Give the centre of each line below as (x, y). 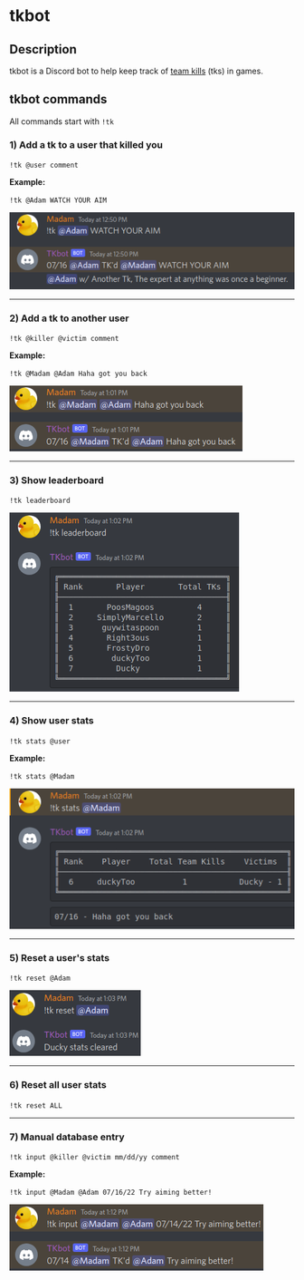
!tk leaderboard (40, 501)
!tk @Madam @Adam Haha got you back (78, 373)
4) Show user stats (52, 721)
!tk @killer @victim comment (64, 338)
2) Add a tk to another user (69, 318)
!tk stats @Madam (42, 776)
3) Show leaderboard (57, 480)
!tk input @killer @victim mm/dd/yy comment (95, 1157)
